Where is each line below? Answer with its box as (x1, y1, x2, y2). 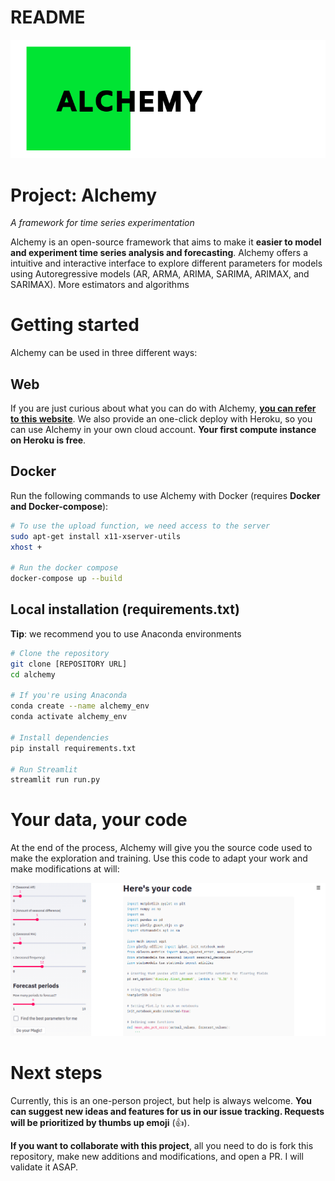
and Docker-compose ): (10, 500, 109, 512)
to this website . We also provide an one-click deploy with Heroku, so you (10, 413, 313, 425)
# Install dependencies (10, 732, 110, 743)
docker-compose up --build (10, 574, 123, 584)
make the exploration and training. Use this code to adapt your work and (10, 852, 308, 865)
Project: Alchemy (10, 184, 158, 206)
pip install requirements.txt (10, 743, 137, 753)
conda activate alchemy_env (10, 712, 128, 722)
